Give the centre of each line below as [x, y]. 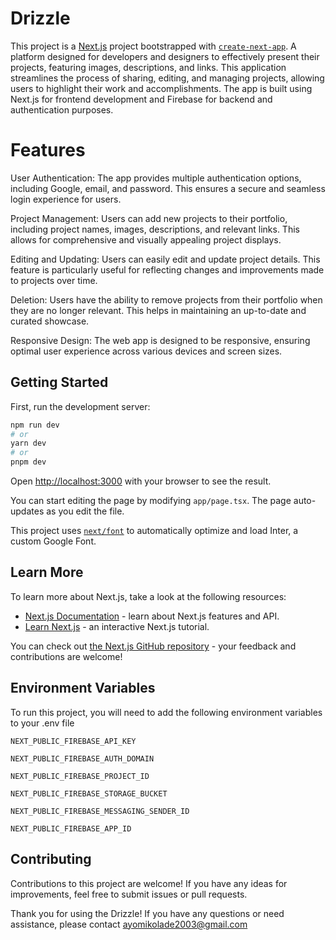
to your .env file [42, 723]
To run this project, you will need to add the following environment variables [166, 712]
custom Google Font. [53, 541]
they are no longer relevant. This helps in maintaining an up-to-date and [158, 310]
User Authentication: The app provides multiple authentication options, [156, 178]
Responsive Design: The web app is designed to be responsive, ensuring [160, 340]
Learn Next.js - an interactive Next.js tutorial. [117, 626]
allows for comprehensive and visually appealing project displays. [146, 239]
